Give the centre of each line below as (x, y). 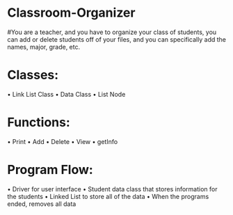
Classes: (33, 75)
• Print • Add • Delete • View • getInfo (63, 141)
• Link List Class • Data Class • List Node (66, 94)
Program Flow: (50, 170)
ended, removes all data (42, 204)
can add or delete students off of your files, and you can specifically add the (116, 39)
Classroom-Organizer (71, 13)
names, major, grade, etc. (44, 47)
